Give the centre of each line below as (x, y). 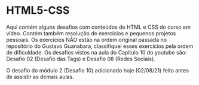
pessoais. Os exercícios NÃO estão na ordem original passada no (87, 40)
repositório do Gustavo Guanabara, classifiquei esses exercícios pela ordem (100, 46)
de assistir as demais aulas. (40, 77)
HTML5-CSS (38, 10)
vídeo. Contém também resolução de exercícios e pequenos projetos (91, 33)
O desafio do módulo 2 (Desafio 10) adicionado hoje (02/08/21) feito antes (98, 70)
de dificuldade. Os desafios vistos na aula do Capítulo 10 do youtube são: (97, 52)
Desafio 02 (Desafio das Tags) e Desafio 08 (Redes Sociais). (81, 59)
